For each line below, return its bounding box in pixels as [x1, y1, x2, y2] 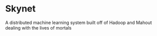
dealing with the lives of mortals [5, 24, 72, 30]
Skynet [5, 3, 36, 14]
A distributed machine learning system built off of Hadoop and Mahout [5, 19, 152, 25]
